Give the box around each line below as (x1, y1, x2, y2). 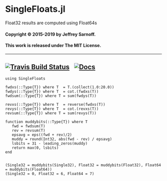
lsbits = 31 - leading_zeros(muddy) (11, 141, 88, 146)
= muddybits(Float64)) (5, 167, 52, 172)
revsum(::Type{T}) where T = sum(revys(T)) (5, 110, 97, 116)
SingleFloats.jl (5, 3, 66, 15)
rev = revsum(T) (11, 128, 46, 133)
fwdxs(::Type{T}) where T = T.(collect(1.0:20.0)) (5, 85, 114, 90)
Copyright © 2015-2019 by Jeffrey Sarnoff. (5, 31, 96, 37)
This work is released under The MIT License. (5, 43, 101, 48)
